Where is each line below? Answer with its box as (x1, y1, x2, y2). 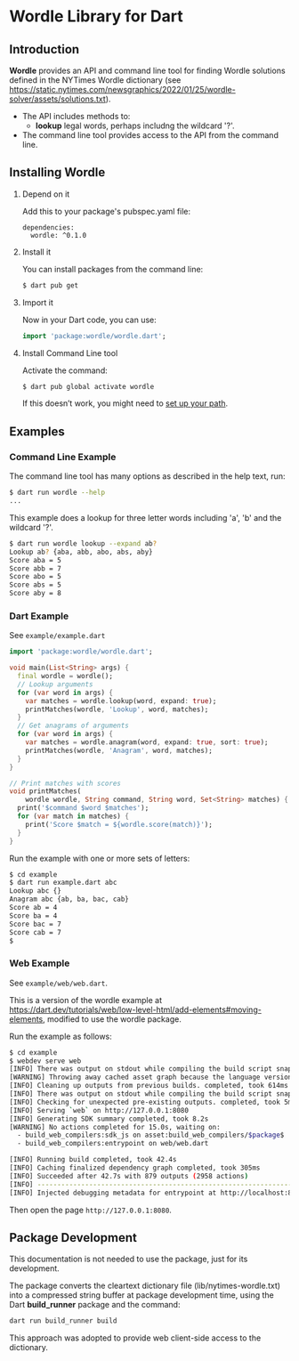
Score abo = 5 (9, 572, 62, 581)
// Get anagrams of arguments (17, 721, 129, 731)
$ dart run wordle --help (9, 488, 105, 498)
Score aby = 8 (9, 589, 62, 598)
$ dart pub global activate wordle (21, 382, 155, 391)
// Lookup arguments (17, 679, 93, 689)
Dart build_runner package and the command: (9, 1300, 181, 1310)
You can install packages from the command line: (21, 263, 204, 274)
